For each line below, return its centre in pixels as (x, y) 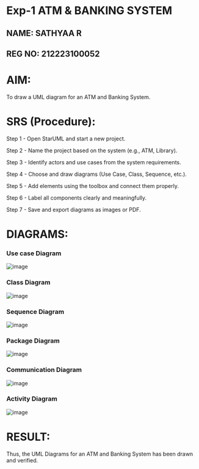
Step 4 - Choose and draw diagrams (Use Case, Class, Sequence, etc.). (97, 174)
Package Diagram (33, 341)
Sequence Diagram (35, 311)
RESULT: (28, 437)
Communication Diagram (44, 370)
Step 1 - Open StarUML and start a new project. (66, 139)
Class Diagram (28, 283)
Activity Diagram (32, 399)
